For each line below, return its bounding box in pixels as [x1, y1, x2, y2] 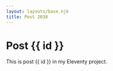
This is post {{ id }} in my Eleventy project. [6, 58, 108, 65]
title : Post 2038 [6, 14, 48, 20]
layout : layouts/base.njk [6, 8, 69, 15]
